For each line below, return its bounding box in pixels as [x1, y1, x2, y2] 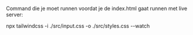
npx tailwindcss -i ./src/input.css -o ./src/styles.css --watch [6, 23, 150, 29]
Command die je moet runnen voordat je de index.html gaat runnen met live [6, 5, 188, 12]
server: [6, 11, 23, 18]
